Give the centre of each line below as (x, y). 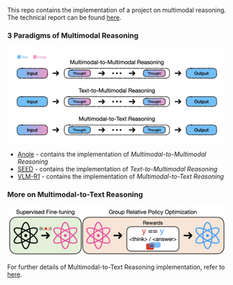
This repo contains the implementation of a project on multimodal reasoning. (116, 10)
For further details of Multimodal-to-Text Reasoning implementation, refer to (116, 267)
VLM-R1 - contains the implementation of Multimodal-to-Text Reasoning (121, 176)
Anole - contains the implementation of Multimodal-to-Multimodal (112, 154)
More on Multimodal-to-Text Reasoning (75, 194)
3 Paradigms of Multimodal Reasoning (73, 36)
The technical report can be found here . (64, 17)
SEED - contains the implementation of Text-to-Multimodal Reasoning (117, 169)
